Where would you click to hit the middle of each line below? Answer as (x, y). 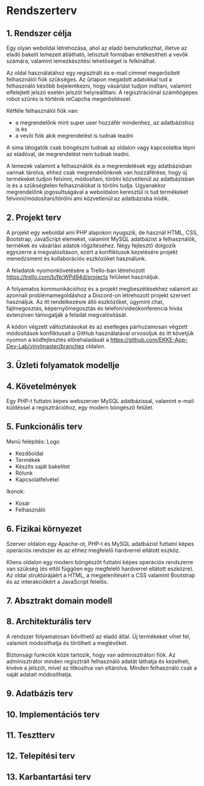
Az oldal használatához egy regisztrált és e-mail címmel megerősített (93, 73)
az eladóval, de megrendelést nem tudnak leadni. (68, 154)
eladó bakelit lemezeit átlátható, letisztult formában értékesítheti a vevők (97, 55)
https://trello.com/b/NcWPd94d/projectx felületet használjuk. (83, 277)
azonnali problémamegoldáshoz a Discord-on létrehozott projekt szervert (99, 295)
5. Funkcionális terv (45, 427)
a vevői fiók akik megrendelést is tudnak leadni (74, 136)
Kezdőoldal (29, 453)
